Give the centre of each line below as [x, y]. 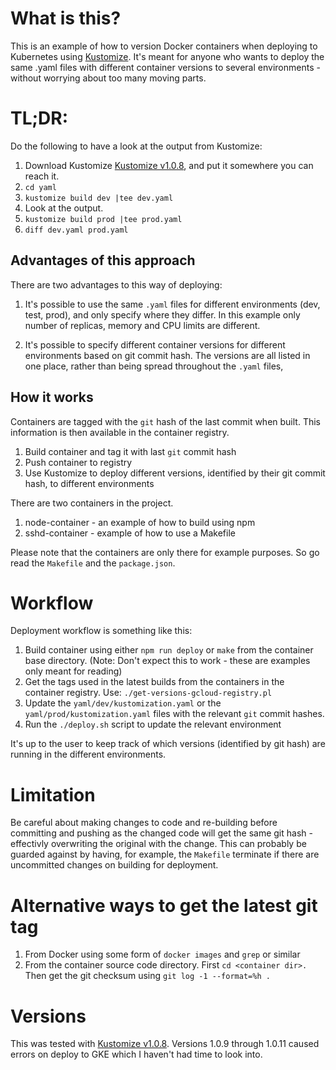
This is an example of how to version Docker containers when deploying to [164, 46]
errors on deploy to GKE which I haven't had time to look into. [136, 1054]
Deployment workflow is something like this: [101, 631]
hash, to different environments [89, 483]
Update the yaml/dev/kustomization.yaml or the [123, 703]
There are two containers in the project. [92, 503]
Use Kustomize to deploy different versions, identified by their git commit [175, 473]
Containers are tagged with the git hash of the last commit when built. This [165, 421]
